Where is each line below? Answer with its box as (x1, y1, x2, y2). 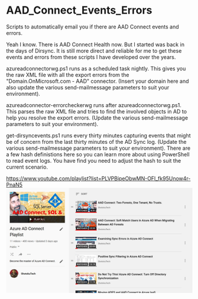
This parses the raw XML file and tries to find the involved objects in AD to (6, 108, 187, 115)
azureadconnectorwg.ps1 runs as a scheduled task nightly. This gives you (6, 65, 186, 72)
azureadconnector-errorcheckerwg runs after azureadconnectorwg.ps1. (6, 101, 181, 108)
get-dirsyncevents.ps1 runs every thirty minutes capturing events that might (6, 131, 191, 139)
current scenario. (6, 163, 48, 171)
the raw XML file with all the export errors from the (6, 71, 129, 78)
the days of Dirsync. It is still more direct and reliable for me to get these (6, 47, 182, 54)
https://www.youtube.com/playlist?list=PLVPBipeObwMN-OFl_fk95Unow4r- (6, 175, 191, 182)
